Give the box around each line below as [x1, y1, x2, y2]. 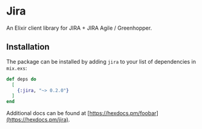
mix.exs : [6, 64, 27, 71]
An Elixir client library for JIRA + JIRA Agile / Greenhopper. [6, 24, 152, 31]
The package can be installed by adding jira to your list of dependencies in [6, 58, 196, 65]
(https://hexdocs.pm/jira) [6, 116, 69, 124]
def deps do [6, 76, 36, 82]
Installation [6, 42, 50, 52]
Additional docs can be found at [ [6, 110, 90, 117]
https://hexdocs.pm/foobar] [89, 110, 159, 117]
